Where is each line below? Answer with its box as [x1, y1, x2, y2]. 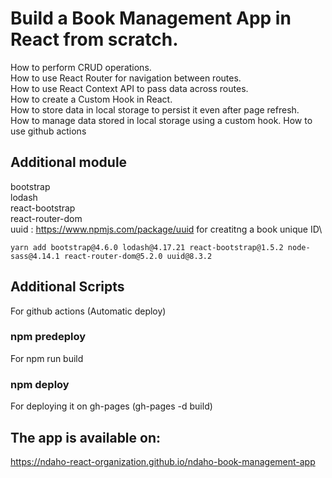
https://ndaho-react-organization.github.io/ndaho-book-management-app [10, 455, 316, 467]
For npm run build [10, 352, 84, 364]
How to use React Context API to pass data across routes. [10, 82, 249, 94]
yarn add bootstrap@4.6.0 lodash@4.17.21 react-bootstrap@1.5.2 [10, 242, 284, 252]
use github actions [10, 125, 87, 137]
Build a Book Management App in [10, 7, 292, 30]
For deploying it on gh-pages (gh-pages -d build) [10, 400, 213, 412]
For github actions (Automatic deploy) [10, 305, 167, 317]
